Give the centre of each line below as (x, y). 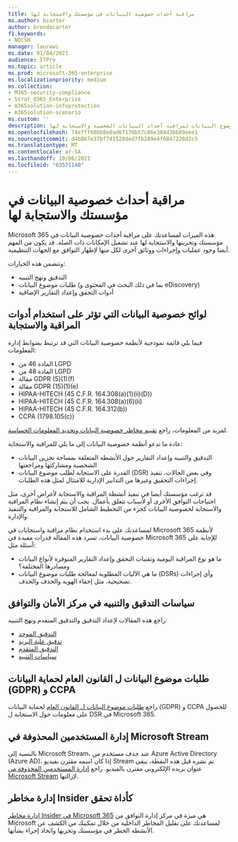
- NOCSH (19, 40)
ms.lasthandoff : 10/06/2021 (49, 159)
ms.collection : (30, 86)
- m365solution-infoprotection (54, 106)
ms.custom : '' (29, 119)
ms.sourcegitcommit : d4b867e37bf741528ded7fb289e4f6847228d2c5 (103, 139)
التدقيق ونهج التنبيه (42, 277)
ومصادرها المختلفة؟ (44, 566)
